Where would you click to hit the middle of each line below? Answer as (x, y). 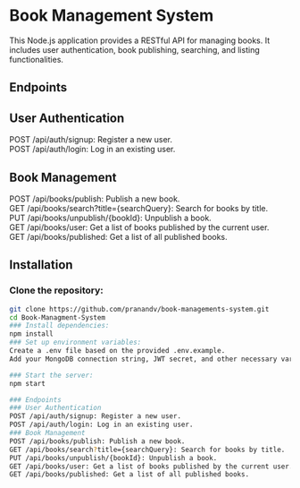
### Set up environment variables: (75, 342)
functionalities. (37, 59)
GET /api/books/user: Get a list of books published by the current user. (139, 227)
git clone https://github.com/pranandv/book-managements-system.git (139, 309)
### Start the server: (51, 375)
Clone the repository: (57, 290)
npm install (31, 334)
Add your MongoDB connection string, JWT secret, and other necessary (143, 359)
